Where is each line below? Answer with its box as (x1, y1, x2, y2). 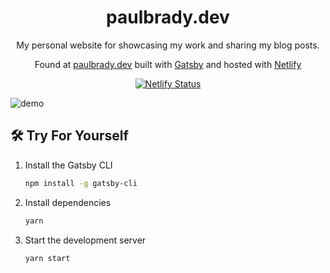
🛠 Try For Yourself (10, 127, 129, 145)
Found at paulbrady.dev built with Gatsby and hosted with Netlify (34, 58, 302, 70)
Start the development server (24, 234, 147, 246)
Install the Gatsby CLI (24, 159, 113, 171)
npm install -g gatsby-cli (24, 178, 138, 188)
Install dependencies (24, 196, 112, 208)
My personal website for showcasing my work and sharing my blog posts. (16, 39, 320, 51)
